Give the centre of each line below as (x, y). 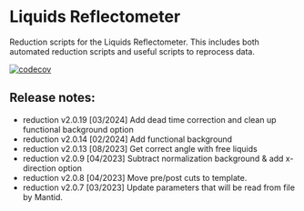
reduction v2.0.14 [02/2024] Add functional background (127, 139)
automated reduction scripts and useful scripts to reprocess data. (132, 51)
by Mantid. (43, 196)
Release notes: (52, 98)
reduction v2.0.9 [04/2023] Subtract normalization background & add (153, 158)
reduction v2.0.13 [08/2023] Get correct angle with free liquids (140, 148)
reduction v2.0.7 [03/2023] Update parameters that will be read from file (159, 187)
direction (39, 168)
